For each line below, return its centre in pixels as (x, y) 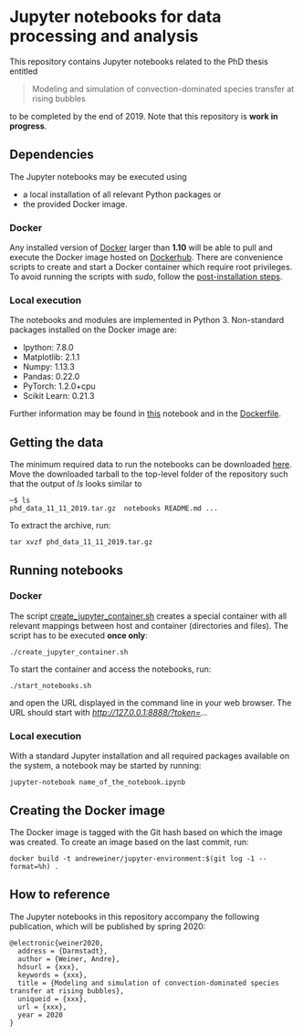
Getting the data (57, 442)
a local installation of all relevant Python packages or (122, 194)
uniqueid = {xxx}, (53, 999)
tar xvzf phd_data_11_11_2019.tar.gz (81, 542)
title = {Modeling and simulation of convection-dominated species (149, 983)
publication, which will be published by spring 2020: (108, 926)
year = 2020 (41, 1015)
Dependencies (52, 155)
